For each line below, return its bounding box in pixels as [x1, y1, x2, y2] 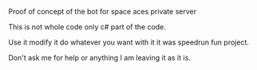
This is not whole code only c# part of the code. [8, 22, 166, 31]
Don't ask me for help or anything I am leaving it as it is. [8, 53, 192, 62]
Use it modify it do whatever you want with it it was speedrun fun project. [8, 37, 250, 47]
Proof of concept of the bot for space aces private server [8, 7, 197, 16]
